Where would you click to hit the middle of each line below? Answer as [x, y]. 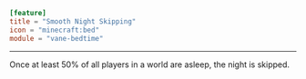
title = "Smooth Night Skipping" [73, 21]
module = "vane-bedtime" [56, 38]
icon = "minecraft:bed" [55, 30]
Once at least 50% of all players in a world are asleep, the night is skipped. [149, 64]
